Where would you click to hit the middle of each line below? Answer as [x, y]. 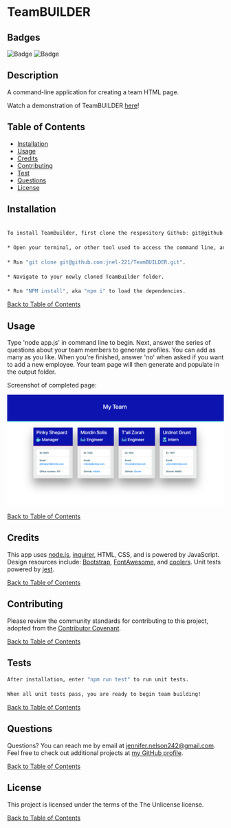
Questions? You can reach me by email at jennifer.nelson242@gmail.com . [111, 745]
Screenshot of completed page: [52, 385]
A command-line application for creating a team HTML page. [93, 92]
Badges [24, 38]
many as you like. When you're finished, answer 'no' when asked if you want [115, 357]
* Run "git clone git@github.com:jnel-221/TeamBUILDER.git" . [97, 262]
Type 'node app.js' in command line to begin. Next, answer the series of [109, 342]
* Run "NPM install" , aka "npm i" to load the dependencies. [97, 291]
